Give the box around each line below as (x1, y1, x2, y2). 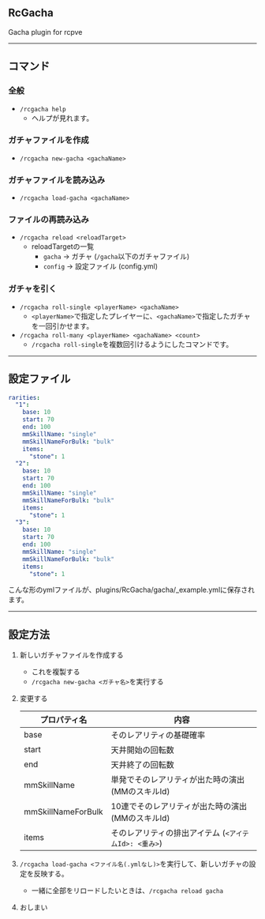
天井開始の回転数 (110, 744, 175, 755)
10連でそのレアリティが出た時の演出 (110, 801, 247, 812)
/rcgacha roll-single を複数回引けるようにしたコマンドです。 (31, 339, 233, 348)
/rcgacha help (19, 105, 66, 113)
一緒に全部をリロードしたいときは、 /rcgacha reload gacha (31, 886, 223, 895)
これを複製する (31, 667, 80, 676)
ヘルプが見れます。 (31, 113, 94, 122)
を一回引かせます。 (31, 321, 94, 330)
